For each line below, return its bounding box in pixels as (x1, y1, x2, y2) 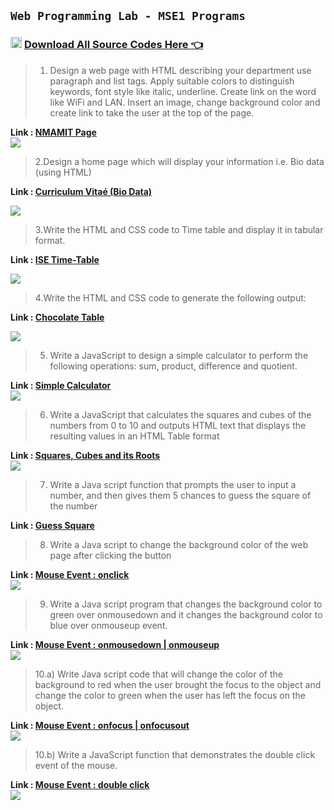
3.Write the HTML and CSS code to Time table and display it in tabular (34, 223, 324, 235)
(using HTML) (34, 166, 92, 178)
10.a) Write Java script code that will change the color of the (34, 668, 283, 680)
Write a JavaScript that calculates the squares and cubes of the (49, 408, 312, 420)
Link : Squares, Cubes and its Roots (10, 449, 161, 461)
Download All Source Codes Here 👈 (24, 38, 204, 52)
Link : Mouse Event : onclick (10, 568, 130, 580)
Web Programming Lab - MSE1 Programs (10, 9, 246, 24)
